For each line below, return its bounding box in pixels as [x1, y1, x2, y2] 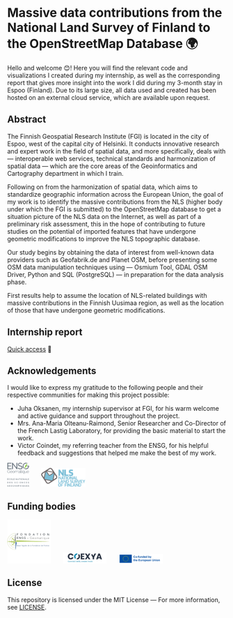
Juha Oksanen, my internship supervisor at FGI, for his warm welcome [17, 405, 219, 413]
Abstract [7, 114, 47, 126]
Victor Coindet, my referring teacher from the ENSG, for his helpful [17, 442, 209, 450]
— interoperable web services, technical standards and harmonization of [7, 154, 216, 163]
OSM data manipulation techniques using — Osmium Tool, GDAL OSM [7, 263, 208, 271]
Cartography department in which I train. [7, 169, 124, 177]
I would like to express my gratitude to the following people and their [7, 384, 204, 392]
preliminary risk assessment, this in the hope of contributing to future [7, 220, 206, 228]
